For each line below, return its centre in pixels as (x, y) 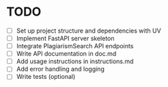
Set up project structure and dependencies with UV (88, 31)
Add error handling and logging (60, 69)
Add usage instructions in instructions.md (75, 61)
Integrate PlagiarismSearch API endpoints (75, 46)
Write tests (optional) (46, 77)
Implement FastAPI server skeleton (65, 38)
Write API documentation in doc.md (66, 54)
